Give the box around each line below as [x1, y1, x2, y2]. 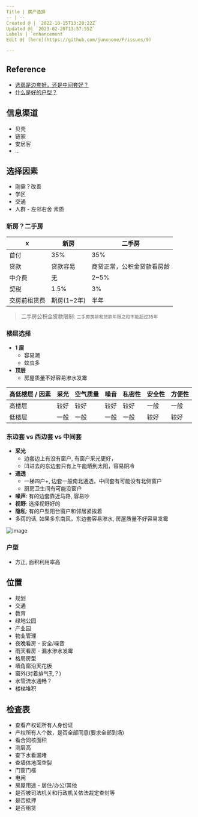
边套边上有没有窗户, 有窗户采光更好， [23, 455, 117, 462]
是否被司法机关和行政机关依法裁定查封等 [14, 789, 115, 797]
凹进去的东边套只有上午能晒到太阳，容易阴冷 [23, 462, 135, 470]
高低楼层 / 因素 [9, 390, 51, 398]
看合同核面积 [14, 736, 47, 744]
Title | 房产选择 [6, 8, 46, 15]
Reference [6, 64, 46, 75]
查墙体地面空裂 [14, 759, 52, 766]
